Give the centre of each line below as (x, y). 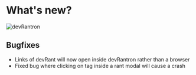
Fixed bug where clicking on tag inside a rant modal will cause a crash (100, 66)
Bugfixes (23, 45)
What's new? (39, 10)
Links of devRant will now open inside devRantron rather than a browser (102, 59)
